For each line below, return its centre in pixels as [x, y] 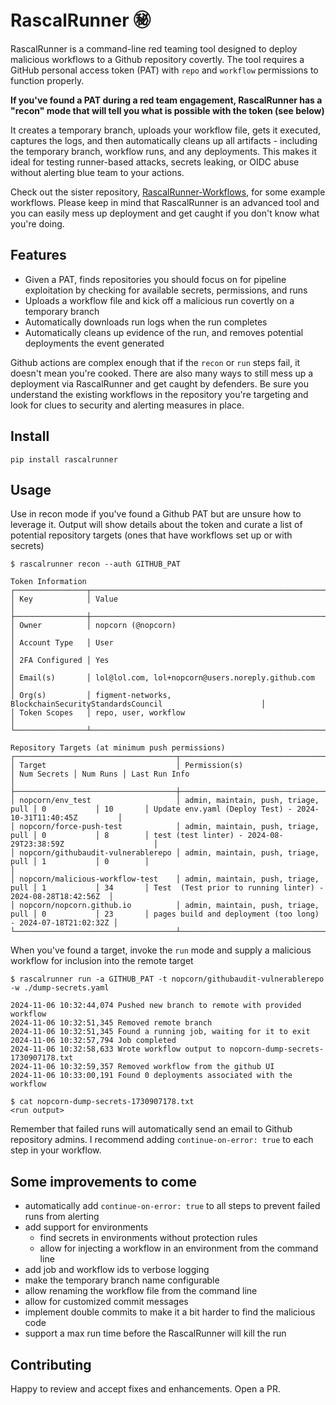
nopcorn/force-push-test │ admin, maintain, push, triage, [169, 827]
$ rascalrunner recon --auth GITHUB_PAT [96, 564]
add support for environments [86, 1227]
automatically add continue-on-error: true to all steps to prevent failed [172, 1206]
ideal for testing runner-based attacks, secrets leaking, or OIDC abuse [155, 162]
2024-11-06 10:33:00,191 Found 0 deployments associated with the [151, 1076]
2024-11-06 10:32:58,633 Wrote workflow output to [118, 1049]
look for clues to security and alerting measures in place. [127, 405]
